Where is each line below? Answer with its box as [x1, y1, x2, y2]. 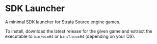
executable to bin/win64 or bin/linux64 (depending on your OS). [5, 33, 135, 39]
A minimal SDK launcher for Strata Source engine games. [5, 19, 121, 25]
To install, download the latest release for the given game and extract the [5, 28, 153, 34]
